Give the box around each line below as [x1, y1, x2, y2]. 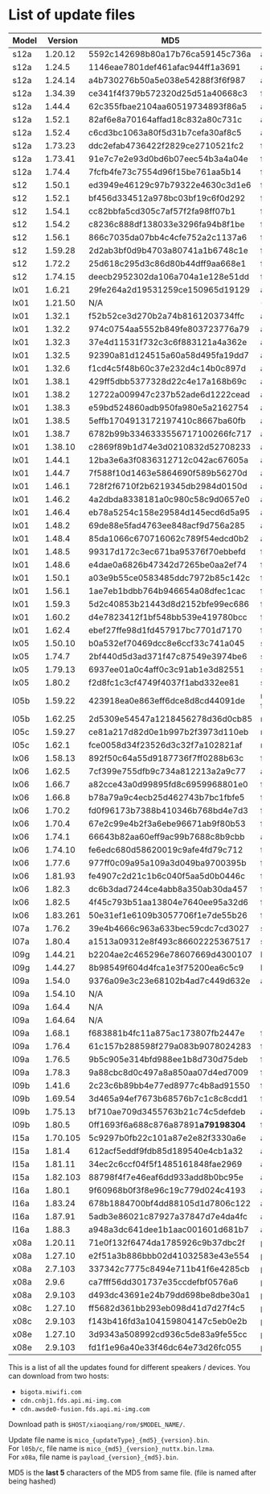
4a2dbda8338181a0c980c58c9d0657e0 [88, 493, 251, 504]
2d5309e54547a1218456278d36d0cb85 [88, 713, 253, 724]
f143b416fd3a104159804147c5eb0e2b [88, 1315, 247, 1326]
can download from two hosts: [8, 1371, 110, 1380]
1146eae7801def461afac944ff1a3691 [88, 61, 241, 73]
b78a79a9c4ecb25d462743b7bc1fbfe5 [88, 791, 245, 803]
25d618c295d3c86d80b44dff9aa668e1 [88, 258, 247, 269]
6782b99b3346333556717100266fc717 [88, 428, 252, 439]
